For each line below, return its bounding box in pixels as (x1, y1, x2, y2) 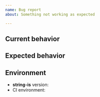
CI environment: (12, 87, 46, 93)
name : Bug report (5, 7, 41, 12)
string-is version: (12, 82, 49, 88)
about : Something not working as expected (5, 12, 95, 17)
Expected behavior (5, 52, 65, 60)
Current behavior (5, 34, 60, 43)
